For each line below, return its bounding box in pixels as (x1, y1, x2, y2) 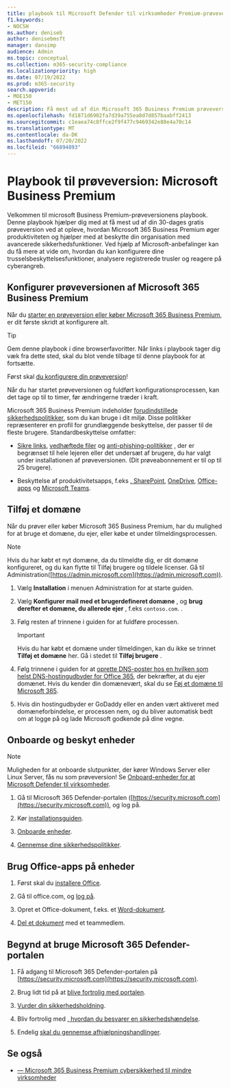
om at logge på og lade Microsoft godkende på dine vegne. (16, 714, 185, 722)
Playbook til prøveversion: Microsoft (7, 174, 218, 189)
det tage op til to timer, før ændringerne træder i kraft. (7, 392, 159, 401)
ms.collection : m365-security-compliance (7, 61, 127, 68)
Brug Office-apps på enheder (7, 860, 135, 872)
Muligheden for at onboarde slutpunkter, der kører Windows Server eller (7, 766, 211, 774)
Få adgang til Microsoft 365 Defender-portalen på (16, 968, 158, 975)
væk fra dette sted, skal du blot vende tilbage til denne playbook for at (7, 351, 205, 360)
